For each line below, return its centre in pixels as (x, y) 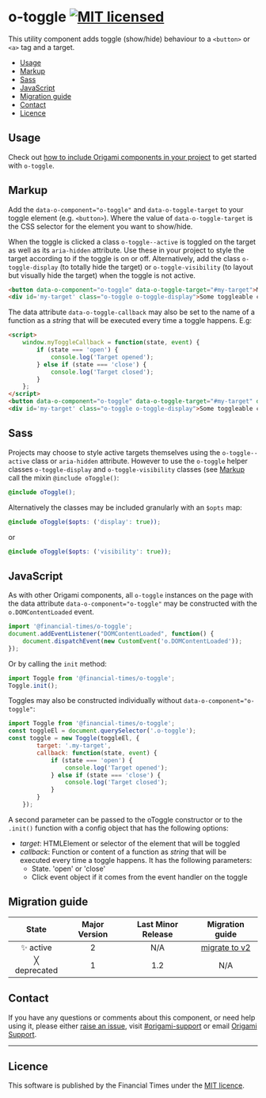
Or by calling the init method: (57, 663)
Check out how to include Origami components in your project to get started (133, 157)
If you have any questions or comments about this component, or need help (132, 1017)
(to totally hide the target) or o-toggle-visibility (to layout (156, 267)
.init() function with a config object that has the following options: (119, 828)
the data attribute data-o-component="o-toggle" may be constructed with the (133, 604)
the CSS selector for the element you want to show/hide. (101, 226)
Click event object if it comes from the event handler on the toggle (139, 877)
